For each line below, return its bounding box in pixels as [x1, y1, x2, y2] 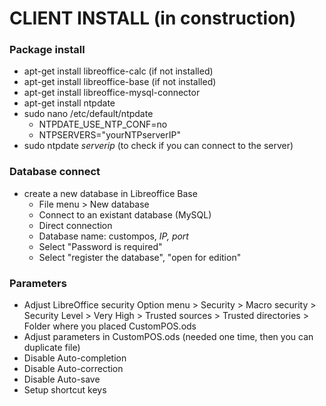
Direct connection [38, 219, 113, 231]
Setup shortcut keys [23, 384, 107, 396]
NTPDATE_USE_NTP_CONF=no [38, 118, 168, 131]
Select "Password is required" [38, 240, 163, 252]
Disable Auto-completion [23, 352, 127, 364]
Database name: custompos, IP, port [38, 230, 189, 242]
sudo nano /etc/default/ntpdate [23, 108, 154, 120]
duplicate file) [23, 342, 81, 354]
